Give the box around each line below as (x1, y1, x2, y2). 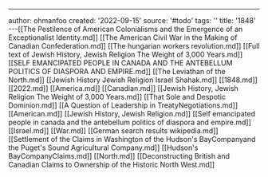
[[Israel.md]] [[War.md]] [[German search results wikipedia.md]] (8, 126, 219, 136)
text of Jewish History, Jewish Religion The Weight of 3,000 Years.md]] (8, 49, 243, 59)
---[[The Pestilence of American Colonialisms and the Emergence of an (8, 25, 243, 33)
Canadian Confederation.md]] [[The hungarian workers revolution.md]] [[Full (8, 41, 260, 50)
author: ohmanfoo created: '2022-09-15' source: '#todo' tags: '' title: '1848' (8, 16, 257, 25)
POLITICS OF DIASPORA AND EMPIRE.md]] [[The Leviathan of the (8, 67, 226, 76)
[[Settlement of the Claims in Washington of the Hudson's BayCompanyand (8, 135, 256, 144)
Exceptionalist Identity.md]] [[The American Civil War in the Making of (8, 33, 238, 42)
